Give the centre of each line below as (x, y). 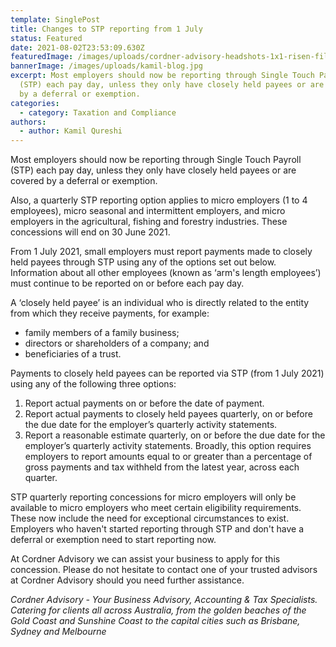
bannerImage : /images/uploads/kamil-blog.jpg (106, 66)
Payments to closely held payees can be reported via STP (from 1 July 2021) (167, 373)
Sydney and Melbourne (58, 632)
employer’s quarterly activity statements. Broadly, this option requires (168, 446)
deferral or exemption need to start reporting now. (113, 540)
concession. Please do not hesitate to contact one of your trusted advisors (164, 570)
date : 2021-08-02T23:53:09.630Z (77, 47)
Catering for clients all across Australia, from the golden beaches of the (158, 610)
